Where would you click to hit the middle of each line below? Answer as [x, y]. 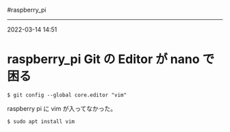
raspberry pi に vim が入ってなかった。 [62, 108]
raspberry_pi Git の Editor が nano [103, 59]
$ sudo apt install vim [41, 121]
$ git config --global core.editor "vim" [67, 95]
